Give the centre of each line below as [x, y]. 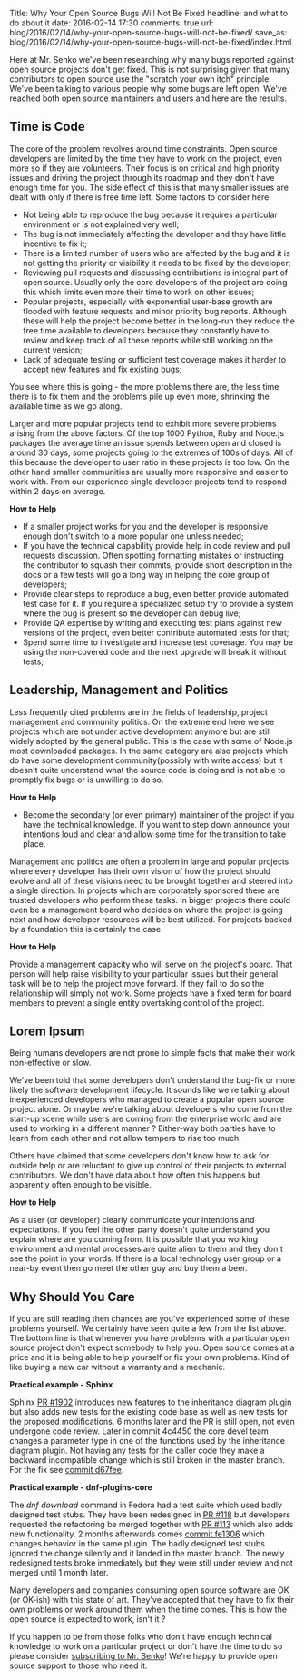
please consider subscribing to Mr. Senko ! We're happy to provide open [144, 1656]
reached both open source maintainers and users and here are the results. [148, 98]
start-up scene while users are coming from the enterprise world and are [146, 1119]
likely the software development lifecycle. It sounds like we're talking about [150, 1090]
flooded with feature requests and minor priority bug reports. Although [155, 311]
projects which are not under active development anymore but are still [140, 731]
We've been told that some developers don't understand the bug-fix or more [152, 1080]
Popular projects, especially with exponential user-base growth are [148, 301]
